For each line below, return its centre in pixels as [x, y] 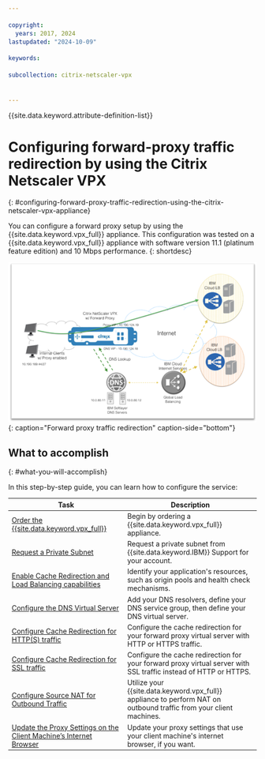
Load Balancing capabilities [56, 584]
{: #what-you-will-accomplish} [58, 472]
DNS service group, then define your [187, 607]
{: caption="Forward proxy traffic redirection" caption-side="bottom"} [122, 428]
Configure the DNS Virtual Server [65, 607]
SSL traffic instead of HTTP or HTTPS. [189, 672]
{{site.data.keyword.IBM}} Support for [188, 552]
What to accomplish [58, 453]
